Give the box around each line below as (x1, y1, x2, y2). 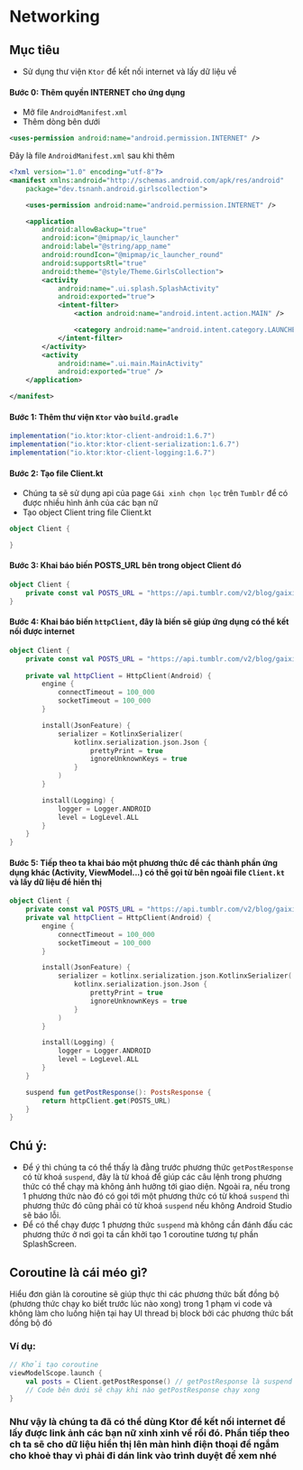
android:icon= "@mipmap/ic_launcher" (41, 234, 179, 243)
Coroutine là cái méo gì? (9, 1264, 148, 1280)
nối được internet (9, 626, 75, 637)
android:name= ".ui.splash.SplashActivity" (57, 284, 220, 293)
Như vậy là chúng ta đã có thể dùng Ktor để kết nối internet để (9, 1415, 286, 1428)
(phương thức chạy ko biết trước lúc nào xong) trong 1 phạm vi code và (9, 1298, 273, 1309)
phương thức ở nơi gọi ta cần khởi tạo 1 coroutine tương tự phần (22, 1229, 259, 1240)
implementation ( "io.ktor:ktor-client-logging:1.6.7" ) (9, 448, 216, 457)
